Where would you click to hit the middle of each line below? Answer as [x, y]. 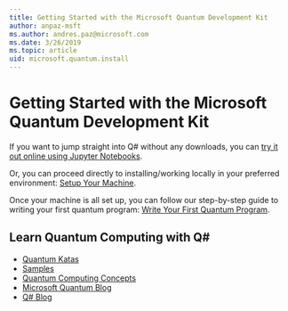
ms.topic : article [43, 51]
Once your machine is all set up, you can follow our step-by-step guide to [144, 200]
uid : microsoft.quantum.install [69, 59]
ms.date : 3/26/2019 [45, 42]
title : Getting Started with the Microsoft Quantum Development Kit [139, 17]
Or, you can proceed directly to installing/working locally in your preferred [144, 173]
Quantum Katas [51, 258]
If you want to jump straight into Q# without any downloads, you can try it [144, 146]
